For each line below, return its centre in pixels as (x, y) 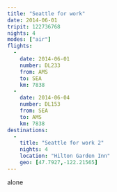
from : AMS (34, 72)
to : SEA (31, 78)
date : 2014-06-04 (45, 98)
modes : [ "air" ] (29, 40)
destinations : (28, 130)
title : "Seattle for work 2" (62, 143)
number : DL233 (40, 65)
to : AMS (31, 117)
